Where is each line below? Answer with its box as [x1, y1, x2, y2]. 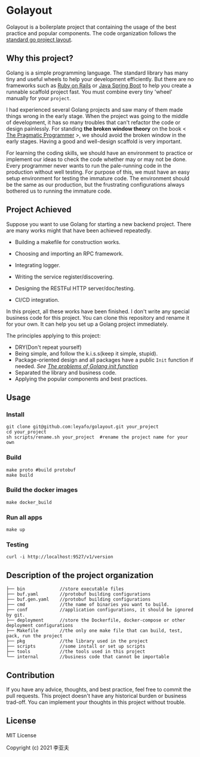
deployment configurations [6, 623, 73, 629]
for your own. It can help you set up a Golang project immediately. [6, 320, 168, 327]
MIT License [6, 731, 37, 739]
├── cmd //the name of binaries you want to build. [6, 602, 170, 608]
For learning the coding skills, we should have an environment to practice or [6, 149, 193, 156]
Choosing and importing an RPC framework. [14, 250, 124, 257]
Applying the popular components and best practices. [14, 375, 147, 382]
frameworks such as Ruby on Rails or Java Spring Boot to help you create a [6, 82, 192, 89]
